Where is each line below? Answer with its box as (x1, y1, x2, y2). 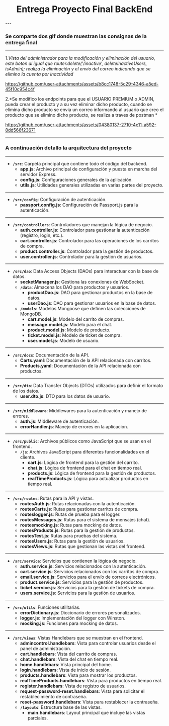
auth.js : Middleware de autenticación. (20, 418, 99, 424)
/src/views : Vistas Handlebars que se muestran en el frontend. (12, 634, 143, 641)
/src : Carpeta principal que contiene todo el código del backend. (12, 160, 147, 166)
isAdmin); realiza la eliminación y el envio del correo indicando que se (5, 66, 151, 72)
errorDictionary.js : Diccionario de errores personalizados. (20, 609, 141, 615)
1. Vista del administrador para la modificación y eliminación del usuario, (5, 55, 155, 61)
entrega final (5, 39, 37, 46)
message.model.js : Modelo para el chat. (27, 321, 113, 327)
